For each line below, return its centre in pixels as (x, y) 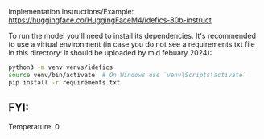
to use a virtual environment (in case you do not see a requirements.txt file (132, 44)
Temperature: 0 (34, 127)
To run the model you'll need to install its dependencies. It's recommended (132, 36)
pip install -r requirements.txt (64, 82)
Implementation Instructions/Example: (71, 12)
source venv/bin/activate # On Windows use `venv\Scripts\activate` (128, 75)
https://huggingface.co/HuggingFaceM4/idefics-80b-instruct (110, 20)
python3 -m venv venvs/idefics (61, 67)
